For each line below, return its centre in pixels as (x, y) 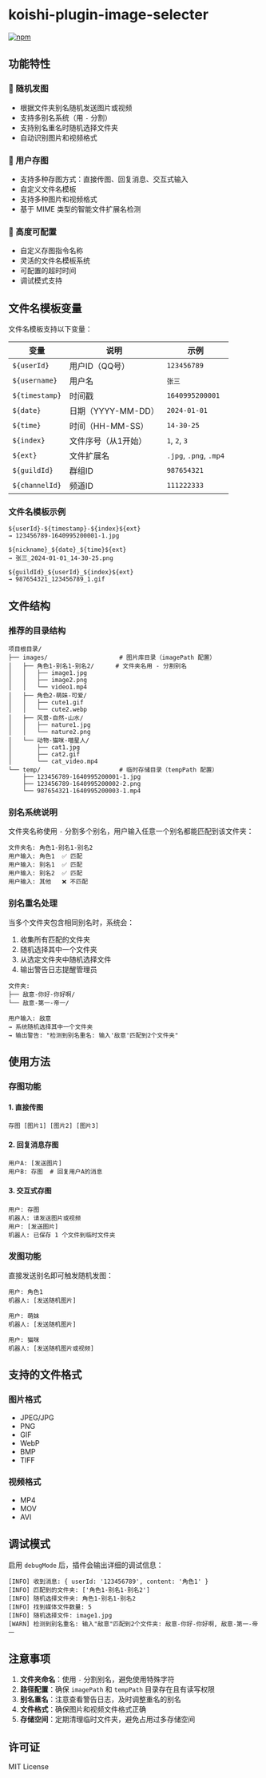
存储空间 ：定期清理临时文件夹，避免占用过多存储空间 (107, 1720)
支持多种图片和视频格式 (58, 199)
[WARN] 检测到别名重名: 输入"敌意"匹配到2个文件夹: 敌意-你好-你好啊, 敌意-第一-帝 (133, 1624)
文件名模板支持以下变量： (50, 329)
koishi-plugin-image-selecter (109, 15)
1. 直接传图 (26, 1107)
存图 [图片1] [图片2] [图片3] (54, 1126)
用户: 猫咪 (24, 1339)
